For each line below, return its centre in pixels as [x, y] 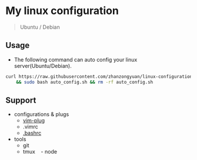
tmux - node [40, 152]
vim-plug [34, 121]
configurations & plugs [41, 114]
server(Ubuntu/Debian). [43, 66]
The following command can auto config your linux [76, 59]
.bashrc [32, 133]
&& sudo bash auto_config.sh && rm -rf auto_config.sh [85, 82]
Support [21, 100]
